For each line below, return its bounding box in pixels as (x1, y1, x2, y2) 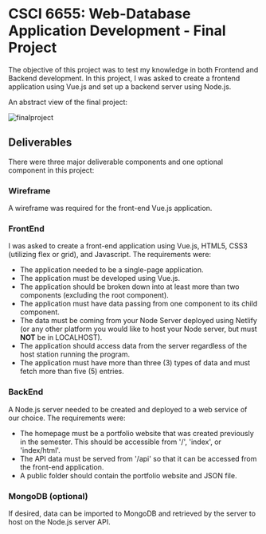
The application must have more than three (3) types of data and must (19, 358, 251, 368)
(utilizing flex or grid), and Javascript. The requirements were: (8, 250, 212, 259)
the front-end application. (19, 462, 104, 472)
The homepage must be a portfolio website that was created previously (19, 428, 255, 438)
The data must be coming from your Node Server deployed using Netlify (19, 316, 257, 325)
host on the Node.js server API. (8, 516, 111, 526)
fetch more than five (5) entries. (19, 367, 125, 376)
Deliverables (8, 136, 72, 150)
